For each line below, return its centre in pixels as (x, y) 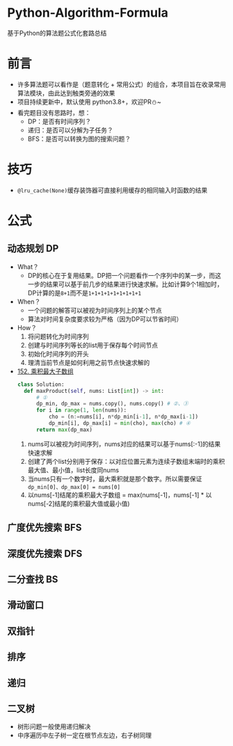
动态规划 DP (33, 249)
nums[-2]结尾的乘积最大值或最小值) (79, 504)
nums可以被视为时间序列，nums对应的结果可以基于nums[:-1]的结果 (124, 444)
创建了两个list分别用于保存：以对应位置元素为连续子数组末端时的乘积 (126, 461)
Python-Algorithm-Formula (88, 13)
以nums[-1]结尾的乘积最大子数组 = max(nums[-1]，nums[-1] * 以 (120, 495)
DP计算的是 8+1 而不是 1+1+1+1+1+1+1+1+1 (84, 293)
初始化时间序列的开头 (58, 354)
